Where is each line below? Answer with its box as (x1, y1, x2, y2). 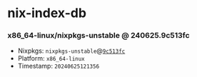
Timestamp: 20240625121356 (17, 62, 100, 71)
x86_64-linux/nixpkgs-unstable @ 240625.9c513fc (7, 31, 191, 41)
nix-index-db (7, 5, 87, 21)
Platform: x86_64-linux (17, 54, 86, 63)
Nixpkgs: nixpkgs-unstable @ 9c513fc (17, 46, 126, 55)
